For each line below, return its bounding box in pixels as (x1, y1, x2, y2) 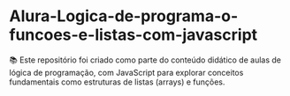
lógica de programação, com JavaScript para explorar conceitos (9, 67, 244, 78)
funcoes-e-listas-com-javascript (9, 25, 258, 45)
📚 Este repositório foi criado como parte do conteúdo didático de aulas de (9, 55, 281, 65)
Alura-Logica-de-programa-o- (9, 6, 239, 26)
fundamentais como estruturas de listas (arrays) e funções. (9, 77, 225, 87)
